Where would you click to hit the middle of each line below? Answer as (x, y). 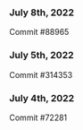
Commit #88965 (39, 32)
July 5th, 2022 (41, 56)
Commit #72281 (38, 117)
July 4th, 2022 (42, 98)
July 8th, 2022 (41, 13)
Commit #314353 (41, 74)
